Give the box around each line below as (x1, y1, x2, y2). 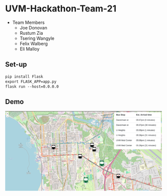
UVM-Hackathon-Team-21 (5, 3, 117, 14)
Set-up (5, 60, 27, 69)
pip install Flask (5, 74, 43, 79)
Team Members (12, 19, 45, 25)
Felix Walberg (19, 40, 48, 46)
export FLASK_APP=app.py (5, 79, 57, 84)
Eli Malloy (19, 46, 40, 52)
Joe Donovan (19, 24, 47, 30)
